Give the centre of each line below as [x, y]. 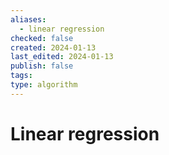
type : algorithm [44, 85]
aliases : [28, 19]
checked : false [42, 38]
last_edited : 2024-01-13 [62, 57]
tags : [21, 76]
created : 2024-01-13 [53, 47]
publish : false [42, 66]
